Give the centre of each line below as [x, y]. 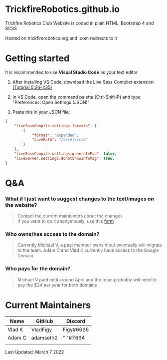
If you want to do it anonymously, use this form [66, 221]
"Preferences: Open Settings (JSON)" [51, 102]
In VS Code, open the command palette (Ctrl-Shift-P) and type [77, 97]
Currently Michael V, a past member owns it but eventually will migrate [90, 245]
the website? [21, 205]
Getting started [37, 58]
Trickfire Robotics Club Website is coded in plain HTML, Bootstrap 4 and [80, 23]
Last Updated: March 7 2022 [35, 352]
